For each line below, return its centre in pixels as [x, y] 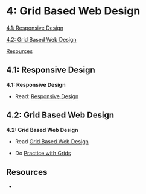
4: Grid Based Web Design [73, 11]
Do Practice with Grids [43, 153]
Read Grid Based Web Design [52, 141]
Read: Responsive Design [47, 96]
